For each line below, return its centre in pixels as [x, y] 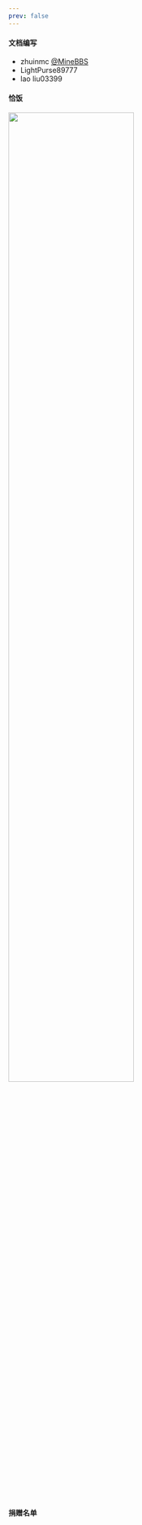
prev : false [28, 16]
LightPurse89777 [49, 70]
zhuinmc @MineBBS [54, 61]
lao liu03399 [41, 79]
